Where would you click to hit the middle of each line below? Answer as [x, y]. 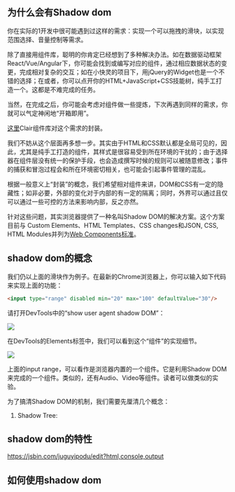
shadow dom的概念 [50, 258]
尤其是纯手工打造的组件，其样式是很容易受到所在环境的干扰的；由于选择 [123, 151]
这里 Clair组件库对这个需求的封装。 [57, 128]
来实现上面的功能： [35, 285]
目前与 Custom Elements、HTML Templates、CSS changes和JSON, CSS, [113, 225]
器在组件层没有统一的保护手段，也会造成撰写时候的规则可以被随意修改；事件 [117, 160]
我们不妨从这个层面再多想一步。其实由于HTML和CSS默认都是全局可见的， [114, 143]
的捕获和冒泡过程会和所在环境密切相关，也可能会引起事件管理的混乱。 [108, 169]
